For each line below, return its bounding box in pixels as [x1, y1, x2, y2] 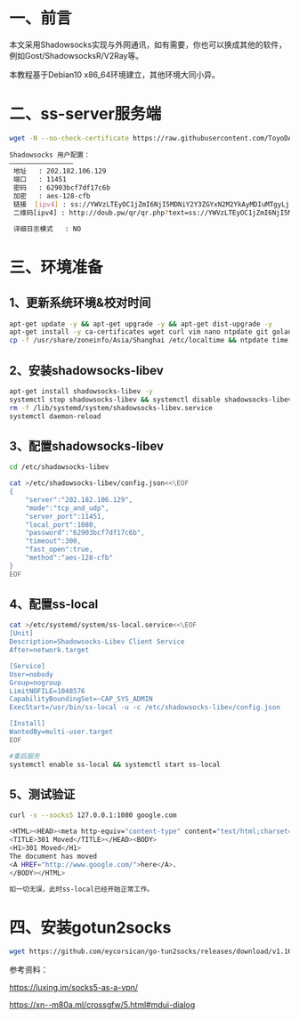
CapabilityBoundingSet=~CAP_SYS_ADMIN [9, 695, 153, 704]
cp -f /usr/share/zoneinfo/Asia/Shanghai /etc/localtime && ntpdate [9, 336, 269, 345]
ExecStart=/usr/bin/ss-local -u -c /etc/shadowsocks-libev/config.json [9, 703, 280, 712]
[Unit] [9, 629, 34, 638]
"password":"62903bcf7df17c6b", [25, 529, 145, 538]
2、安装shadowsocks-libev [9, 362, 165, 378]
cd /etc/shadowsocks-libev [9, 463, 109, 472]
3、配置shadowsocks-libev [9, 438, 165, 454]
